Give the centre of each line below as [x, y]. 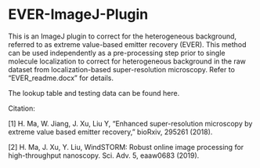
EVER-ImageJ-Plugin [78, 15]
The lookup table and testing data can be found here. [94, 93]
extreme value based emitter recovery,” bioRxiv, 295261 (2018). [110, 132]
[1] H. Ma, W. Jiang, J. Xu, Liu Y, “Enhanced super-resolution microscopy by [130, 123]
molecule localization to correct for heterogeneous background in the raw [127, 61]
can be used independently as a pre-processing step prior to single [117, 53]
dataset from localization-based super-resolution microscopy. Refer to [121, 69]
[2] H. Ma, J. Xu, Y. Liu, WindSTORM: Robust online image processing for [126, 147]
